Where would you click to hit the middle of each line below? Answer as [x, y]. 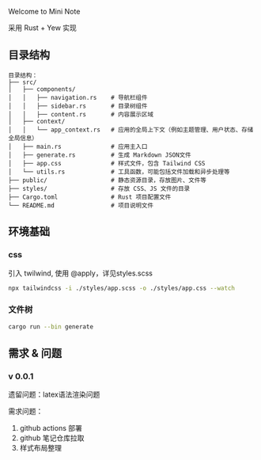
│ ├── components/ [42, 89]
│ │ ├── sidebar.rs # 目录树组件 [78, 106]
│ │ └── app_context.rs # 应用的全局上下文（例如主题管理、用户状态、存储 [131, 130]
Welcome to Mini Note [44, 11]
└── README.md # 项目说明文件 [81, 205]
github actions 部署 [51, 428]
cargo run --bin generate [51, 327]
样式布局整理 [40, 448]
